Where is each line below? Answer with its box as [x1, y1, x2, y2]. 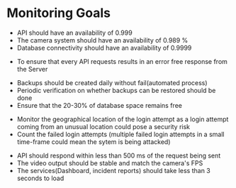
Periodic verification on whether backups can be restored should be [16, 86, 216, 94]
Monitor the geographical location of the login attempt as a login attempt [16, 115, 229, 123]
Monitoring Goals [6, 5, 111, 21]
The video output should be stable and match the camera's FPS [16, 158, 203, 167]
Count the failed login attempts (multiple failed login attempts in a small [16, 130, 225, 138]
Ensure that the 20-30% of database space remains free [16, 101, 182, 109]
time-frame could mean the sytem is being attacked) [16, 137, 171, 146]
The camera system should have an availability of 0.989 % [16, 35, 189, 44]
